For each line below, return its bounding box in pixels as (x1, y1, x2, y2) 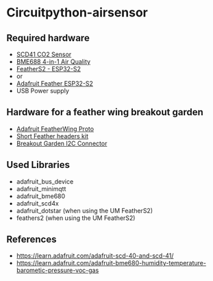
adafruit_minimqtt (16, 184, 66, 193)
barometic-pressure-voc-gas (16, 266, 99, 275)
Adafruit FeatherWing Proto (16, 125, 94, 133)
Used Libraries (6, 159, 70, 171)
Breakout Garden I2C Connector (16, 139, 108, 147)
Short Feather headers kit (16, 132, 88, 140)
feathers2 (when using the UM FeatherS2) (16, 214, 136, 222)
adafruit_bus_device (16, 177, 74, 186)
